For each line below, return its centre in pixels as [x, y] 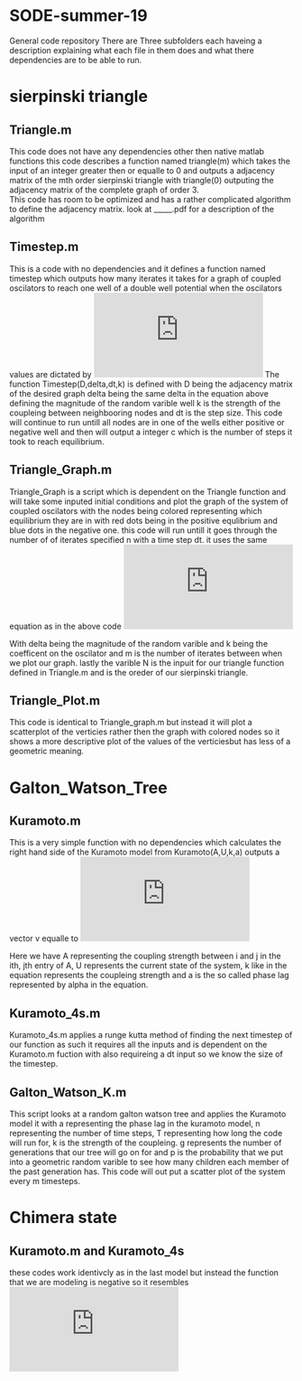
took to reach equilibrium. [57, 441]
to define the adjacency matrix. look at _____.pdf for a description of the [142, 209]
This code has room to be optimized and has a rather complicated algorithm [150, 199]
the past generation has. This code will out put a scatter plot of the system [147, 1171]
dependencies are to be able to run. [76, 60]
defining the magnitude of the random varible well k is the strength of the [145, 403]
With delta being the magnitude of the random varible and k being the [139, 643]
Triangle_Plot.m [55, 700]
